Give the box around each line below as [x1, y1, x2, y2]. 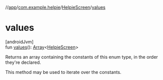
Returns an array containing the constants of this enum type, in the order [5, 54, 158, 60]
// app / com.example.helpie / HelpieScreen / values [5, 5, 106, 10]
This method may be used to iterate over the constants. [5, 69, 122, 75]
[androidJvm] [5, 38, 34, 45]
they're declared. [5, 59, 41, 65]
